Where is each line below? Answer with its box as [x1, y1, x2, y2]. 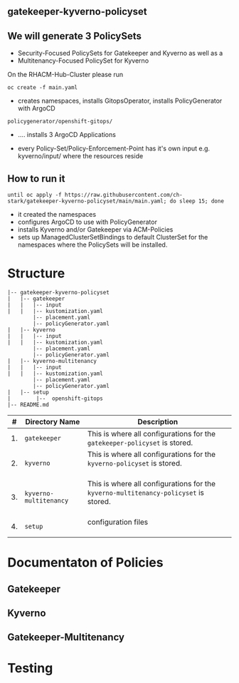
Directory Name [24, 416, 80, 426]
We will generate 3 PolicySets [7, 30, 142, 42]
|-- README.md [7, 401, 50, 409]
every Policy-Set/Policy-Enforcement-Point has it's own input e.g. [17, 144, 211, 153]
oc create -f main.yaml [7, 84, 78, 91]
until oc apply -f [7, 192, 62, 199]
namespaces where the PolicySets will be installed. [17, 240, 168, 249]
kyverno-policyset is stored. [87, 458, 183, 468]
